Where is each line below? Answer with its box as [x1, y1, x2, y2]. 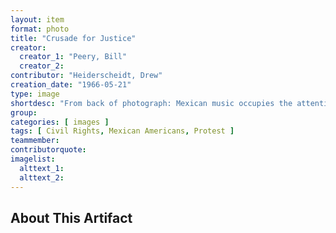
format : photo [10, 24, 70, 34]
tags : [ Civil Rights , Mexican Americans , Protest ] [10, 126, 235, 136]
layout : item [10, 14, 65, 25]
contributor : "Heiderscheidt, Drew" [10, 71, 163, 81]
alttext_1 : [19, 163, 65, 173]
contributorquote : [10, 145, 87, 155]
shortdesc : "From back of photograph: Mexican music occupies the [10, 98, 293, 108]
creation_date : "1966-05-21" [10, 80, 132, 90]
